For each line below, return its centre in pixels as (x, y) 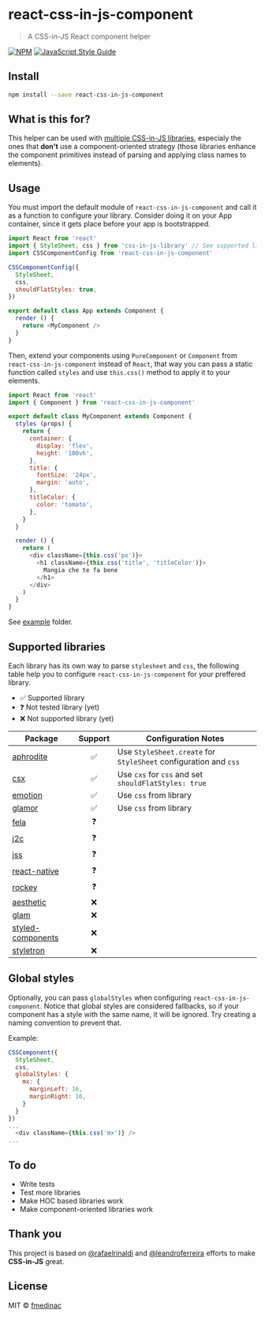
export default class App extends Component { (86, 311)
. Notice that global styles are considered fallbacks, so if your (139, 1006)
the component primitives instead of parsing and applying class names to (127, 155)
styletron (29, 950)
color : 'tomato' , (65, 504)
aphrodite (30, 757)
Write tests (37, 1184)
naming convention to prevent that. (65, 1023)
